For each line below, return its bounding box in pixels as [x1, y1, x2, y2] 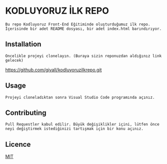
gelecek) [5, 58, 24, 63]
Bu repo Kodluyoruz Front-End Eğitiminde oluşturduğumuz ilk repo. [5, 22, 151, 27]
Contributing [5, 108, 47, 117]
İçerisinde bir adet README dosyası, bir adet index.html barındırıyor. [5, 26, 162, 31]
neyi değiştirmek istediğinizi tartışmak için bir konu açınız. [5, 127, 144, 132]
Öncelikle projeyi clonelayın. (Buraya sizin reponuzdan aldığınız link [5, 53, 162, 58]
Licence [5, 140, 31, 149]
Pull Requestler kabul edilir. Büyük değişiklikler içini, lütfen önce [5, 122, 159, 127]
